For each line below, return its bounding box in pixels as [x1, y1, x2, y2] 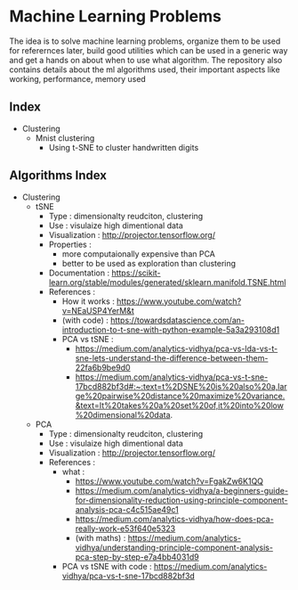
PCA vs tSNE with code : [61, 561, 153, 571]
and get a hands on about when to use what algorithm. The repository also [9, 54, 283, 65]
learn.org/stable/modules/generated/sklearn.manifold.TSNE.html [48, 276, 286, 287]
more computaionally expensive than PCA [61, 248, 216, 259]
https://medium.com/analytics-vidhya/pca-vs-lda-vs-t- [75, 343, 278, 354]
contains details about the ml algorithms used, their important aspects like [9, 64, 280, 75]
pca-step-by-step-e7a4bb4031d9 [75, 551, 200, 562]
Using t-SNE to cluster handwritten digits [48, 142, 199, 152]
